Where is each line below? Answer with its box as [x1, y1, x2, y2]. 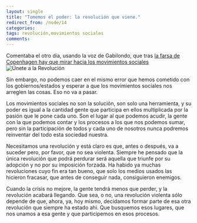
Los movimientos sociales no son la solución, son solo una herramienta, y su [6, 100, 192, 106]
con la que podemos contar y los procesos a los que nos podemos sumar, [6, 119, 185, 125]
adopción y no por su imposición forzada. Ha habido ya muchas [6, 161, 161, 168]
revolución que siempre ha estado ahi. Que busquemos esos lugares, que [6, 204, 185, 211]
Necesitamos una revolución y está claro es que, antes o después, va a [6, 142, 179, 149]
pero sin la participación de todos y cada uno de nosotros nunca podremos [6, 125, 189, 132]
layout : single [6, 8, 44, 15]
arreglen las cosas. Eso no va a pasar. [6, 89, 98, 95]
